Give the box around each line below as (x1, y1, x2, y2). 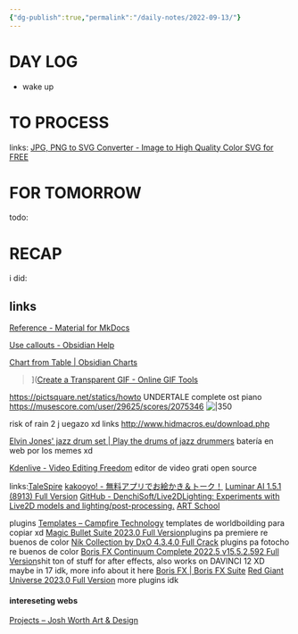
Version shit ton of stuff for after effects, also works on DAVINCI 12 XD (9, 555, 265, 567)
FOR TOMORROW (9, 182, 142, 203)
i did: (9, 273, 28, 284)
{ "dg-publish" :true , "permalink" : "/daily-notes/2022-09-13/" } (9, 13, 242, 22)
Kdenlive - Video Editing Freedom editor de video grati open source (9, 463, 257, 473)
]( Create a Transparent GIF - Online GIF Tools (30, 374, 199, 385)
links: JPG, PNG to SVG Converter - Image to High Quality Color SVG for (9, 142, 274, 153)
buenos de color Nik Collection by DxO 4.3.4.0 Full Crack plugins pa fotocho (9, 537, 290, 547)
